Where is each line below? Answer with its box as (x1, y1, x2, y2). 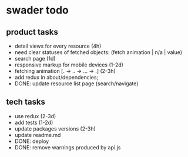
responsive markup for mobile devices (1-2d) (14, 61, 123, 68)
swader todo (6, 4, 69, 17)
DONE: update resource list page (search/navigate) (14, 80, 139, 87)
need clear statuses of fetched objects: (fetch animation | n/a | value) (14, 49, 183, 56)
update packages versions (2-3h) (14, 125, 96, 132)
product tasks (6, 27, 59, 37)
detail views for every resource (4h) (14, 42, 102, 49)
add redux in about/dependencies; (14, 74, 99, 81)
